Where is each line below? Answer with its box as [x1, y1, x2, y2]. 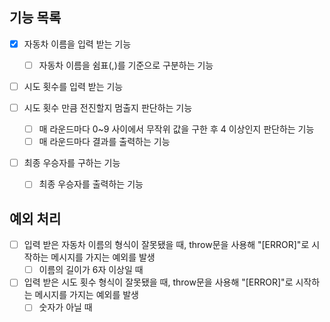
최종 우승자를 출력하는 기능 [38, 178, 144, 190]
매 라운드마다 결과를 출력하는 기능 [38, 136, 171, 148]
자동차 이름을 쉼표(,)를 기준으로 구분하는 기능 [38, 59, 214, 71]
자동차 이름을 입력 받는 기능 [23, 38, 132, 50]
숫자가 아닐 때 [38, 301, 93, 313]
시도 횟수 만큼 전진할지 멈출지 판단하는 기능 [23, 102, 193, 113]
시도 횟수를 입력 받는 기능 [23, 80, 124, 92]
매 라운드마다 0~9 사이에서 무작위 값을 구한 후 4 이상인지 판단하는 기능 [38, 123, 315, 135]
